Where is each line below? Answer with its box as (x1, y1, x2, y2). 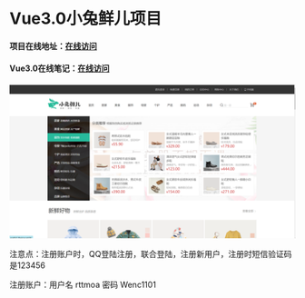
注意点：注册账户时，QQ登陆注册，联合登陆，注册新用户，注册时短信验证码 (9, 248, 292, 259)
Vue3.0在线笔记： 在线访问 (9, 63, 110, 74)
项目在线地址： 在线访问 (9, 40, 97, 51)
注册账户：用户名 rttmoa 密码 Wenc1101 (9, 279, 157, 290)
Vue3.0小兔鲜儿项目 (9, 8, 162, 29)
